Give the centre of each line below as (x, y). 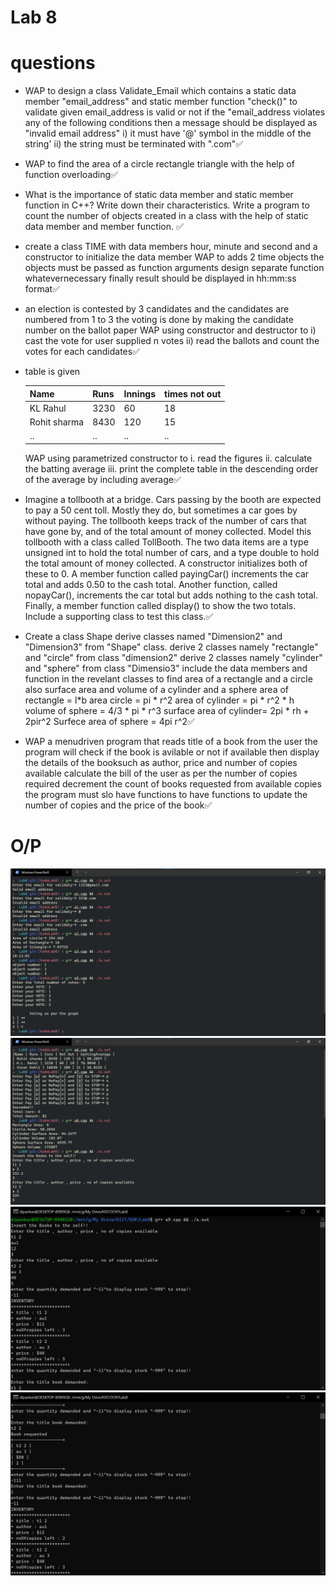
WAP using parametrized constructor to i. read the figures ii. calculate (168, 458)
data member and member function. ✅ (104, 227)
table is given (52, 372)
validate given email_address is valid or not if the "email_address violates (175, 112)
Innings (140, 393)
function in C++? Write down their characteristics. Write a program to (167, 205)
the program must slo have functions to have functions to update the (166, 794)
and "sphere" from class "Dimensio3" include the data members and (166, 668)
